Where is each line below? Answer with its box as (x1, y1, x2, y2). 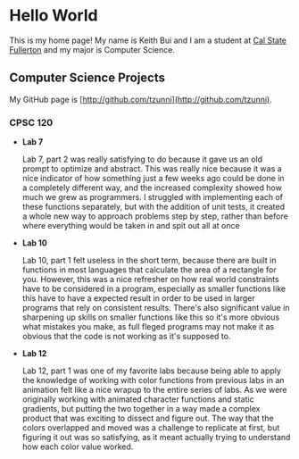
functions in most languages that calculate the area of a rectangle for (21, 264, 277, 275)
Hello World (9, 5, 98, 26)
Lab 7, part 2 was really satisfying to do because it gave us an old (21, 154, 263, 165)
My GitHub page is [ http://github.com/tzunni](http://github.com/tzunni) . (9, 94, 272, 104)
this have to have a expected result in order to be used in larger (21, 293, 256, 304)
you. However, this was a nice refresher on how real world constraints (21, 274, 279, 285)
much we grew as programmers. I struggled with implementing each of (21, 192, 284, 203)
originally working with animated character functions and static (21, 394, 254, 405)
